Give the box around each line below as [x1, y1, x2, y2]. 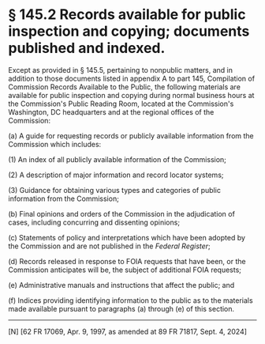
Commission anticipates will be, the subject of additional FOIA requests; [8, 265, 242, 274]
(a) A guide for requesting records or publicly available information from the [8, 130, 254, 140]
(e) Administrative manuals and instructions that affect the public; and [8, 280, 235, 289]
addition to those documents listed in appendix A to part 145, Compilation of [8, 74, 255, 83]
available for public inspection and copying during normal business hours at [8, 90, 255, 100]
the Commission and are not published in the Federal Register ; [8, 241, 211, 251]
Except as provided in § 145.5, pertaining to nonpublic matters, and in [8, 65, 233, 74]
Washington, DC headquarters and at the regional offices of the [8, 107, 215, 116]
